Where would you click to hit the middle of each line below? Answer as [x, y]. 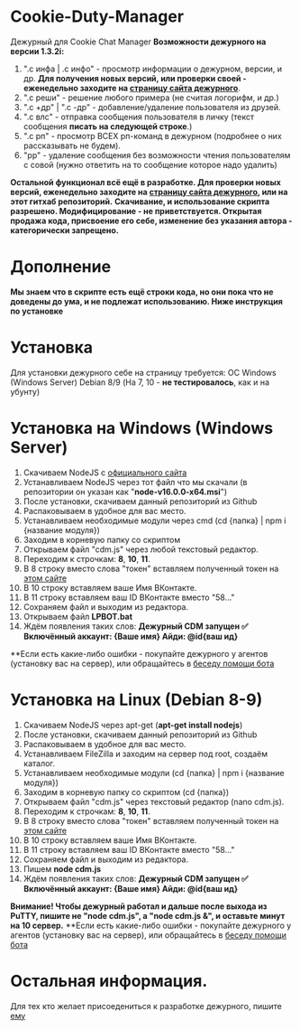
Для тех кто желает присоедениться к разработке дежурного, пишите [146, 1006]
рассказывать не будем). [72, 145]
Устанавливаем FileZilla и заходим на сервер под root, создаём [145, 754]
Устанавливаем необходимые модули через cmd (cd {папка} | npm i [155, 520]
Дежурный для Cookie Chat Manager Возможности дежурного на [138, 42]
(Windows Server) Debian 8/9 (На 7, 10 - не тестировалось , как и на [140, 382]
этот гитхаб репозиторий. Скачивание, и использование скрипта [140, 201]
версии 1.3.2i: [37, 51]
